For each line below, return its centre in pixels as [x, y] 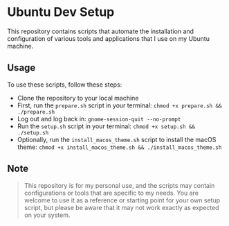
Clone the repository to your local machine [78, 98]
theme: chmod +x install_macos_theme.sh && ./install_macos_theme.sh [119, 147]
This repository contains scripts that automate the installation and [101, 31]
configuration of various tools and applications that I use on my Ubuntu [108, 38]
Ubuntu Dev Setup [61, 12]
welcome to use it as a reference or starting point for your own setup [122, 200]
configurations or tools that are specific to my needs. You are [111, 193]
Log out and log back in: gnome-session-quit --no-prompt [99, 119]
